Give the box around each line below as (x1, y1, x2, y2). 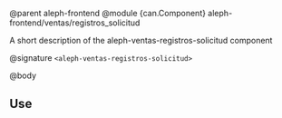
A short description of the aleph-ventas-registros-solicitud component (9, 35, 273, 45)
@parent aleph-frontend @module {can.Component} (9, 8, 207, 18)
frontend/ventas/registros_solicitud (9, 17, 141, 28)
